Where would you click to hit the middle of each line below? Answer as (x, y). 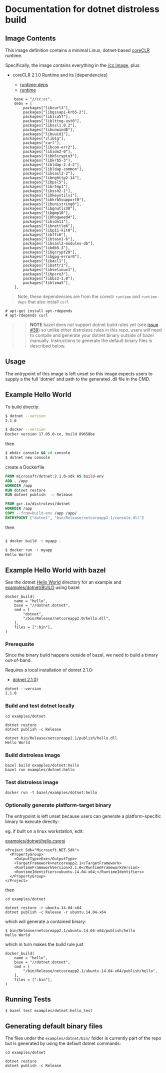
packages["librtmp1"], (47, 186)
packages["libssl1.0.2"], (50, 125)
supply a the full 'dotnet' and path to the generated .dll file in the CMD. (78, 379)
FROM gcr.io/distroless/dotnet (38, 504)
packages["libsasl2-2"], (49, 173)
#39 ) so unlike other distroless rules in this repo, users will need (96, 330)
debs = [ (23, 103)
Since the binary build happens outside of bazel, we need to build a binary (82, 655)
